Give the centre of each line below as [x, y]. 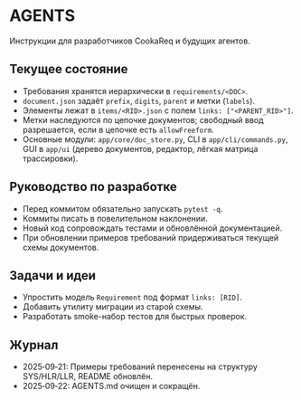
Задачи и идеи [53, 276]
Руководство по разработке [94, 187]
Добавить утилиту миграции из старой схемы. [113, 307]
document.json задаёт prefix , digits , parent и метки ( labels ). [139, 100]
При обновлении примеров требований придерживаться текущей [150, 237]
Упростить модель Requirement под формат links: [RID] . [132, 297]
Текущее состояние [69, 69]
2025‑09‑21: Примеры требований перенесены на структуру [140, 367]
